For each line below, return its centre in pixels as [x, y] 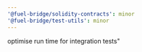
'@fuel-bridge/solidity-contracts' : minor [71, 14]
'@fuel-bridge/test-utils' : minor [59, 21]
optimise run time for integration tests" [64, 41]
